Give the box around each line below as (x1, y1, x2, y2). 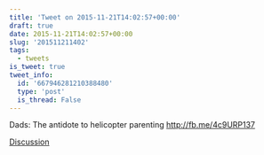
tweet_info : (9, 71, 53, 80)
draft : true (9, 21, 53, 30)
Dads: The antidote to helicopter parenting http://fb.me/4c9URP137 (9, 120, 256, 130)
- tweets (17, 54, 50, 63)
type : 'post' (17, 87, 66, 96)
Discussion (9, 136, 50, 147)
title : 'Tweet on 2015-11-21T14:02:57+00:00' (9, 12, 180, 22)
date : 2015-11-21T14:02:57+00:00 (9, 29, 133, 38)
